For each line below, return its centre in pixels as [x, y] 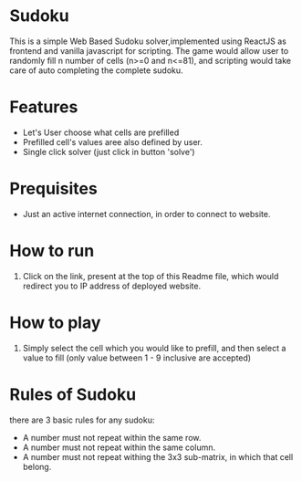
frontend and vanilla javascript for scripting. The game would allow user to [149, 50]
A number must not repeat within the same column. [119, 447]
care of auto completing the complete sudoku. [97, 70]
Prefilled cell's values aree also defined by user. [112, 141]
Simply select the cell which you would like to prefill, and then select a [154, 348]
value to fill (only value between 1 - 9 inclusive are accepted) [137, 358]
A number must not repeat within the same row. [112, 437]
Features [44, 107]
